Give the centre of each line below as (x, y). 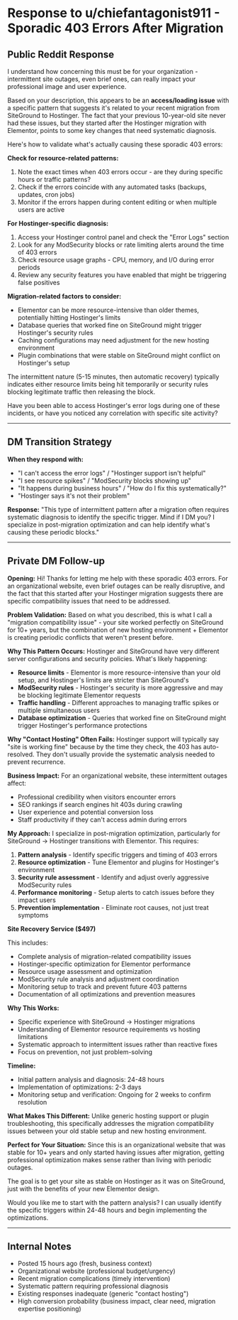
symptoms (33, 915)
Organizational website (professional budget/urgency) (96, 1271)
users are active (41, 210)
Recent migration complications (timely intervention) (94, 1279)
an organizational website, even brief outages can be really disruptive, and (116, 586)
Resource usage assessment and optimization (85, 971)
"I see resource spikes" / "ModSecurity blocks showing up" (104, 481)
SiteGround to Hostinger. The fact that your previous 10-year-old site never (117, 116)
